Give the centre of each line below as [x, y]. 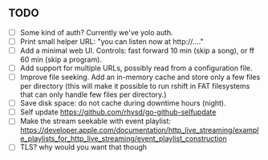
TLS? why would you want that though [83, 147]
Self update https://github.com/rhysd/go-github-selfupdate [118, 112]
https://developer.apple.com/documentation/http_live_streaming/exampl [139, 130]
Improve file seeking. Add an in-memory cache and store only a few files [140, 77]
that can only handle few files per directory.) [93, 94]
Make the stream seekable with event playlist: [95, 121]
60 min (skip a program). [61, 60]
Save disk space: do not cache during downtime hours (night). [123, 103]
